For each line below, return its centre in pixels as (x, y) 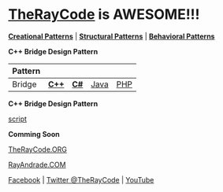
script (18, 119)
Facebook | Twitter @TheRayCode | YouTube (81, 179)
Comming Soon (34, 134)
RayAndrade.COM (37, 164)
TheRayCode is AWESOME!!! (104, 15)
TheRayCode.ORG (37, 149)
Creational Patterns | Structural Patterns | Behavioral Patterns (111, 36)
